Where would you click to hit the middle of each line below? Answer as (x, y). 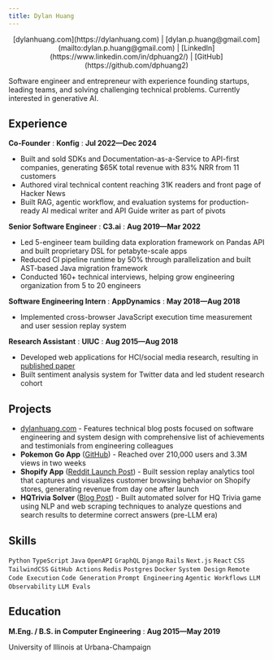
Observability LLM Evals (50, 587)
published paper (48, 366)
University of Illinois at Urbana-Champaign (80, 647)
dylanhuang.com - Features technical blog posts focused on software (137, 429)
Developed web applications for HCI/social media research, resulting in (139, 357)
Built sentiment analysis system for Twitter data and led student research (142, 374)
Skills (22, 541)
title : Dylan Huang (41, 16)
